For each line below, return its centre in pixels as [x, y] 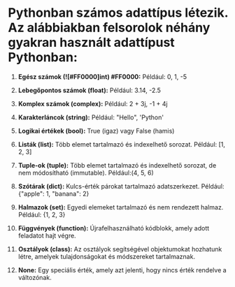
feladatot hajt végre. [47, 235]
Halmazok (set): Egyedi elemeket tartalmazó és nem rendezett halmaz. [121, 207]
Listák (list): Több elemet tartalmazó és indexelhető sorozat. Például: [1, [122, 144]
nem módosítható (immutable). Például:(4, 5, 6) [86, 172]
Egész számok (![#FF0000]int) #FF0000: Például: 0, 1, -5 [102, 76]
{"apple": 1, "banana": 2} [54, 193]
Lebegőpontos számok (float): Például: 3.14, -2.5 [90, 90]
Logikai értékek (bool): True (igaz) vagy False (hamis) [96, 131]
